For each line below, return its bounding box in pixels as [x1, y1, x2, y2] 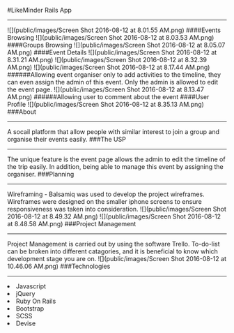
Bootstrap [16, 304, 45, 313]
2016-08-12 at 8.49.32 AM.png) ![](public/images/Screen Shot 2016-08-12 [7, 212, 221, 221]
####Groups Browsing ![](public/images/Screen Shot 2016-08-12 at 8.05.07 [7, 41, 226, 49]
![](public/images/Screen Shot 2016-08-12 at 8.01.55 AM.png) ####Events [7, 26, 221, 34]
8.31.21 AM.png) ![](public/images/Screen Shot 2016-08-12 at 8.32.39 [7, 56, 208, 64]
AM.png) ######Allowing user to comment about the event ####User [7, 93, 210, 101]
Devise [16, 319, 36, 327]
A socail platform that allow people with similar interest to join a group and [7, 128, 220, 135]
